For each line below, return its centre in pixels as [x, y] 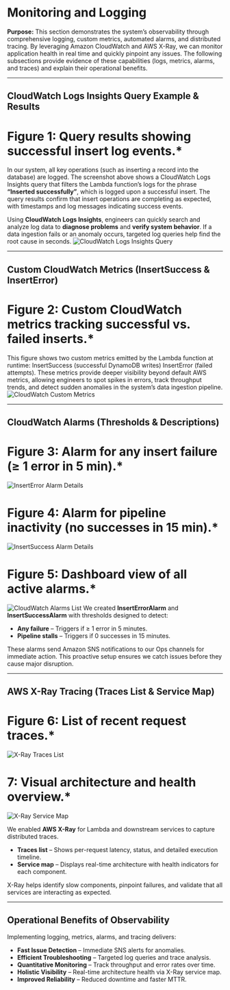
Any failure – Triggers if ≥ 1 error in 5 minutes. [82, 628]
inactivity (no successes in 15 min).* [113, 528]
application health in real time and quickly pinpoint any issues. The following [115, 54]
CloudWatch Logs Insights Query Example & [103, 96]
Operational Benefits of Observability [88, 920]
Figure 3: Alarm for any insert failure [112, 452]
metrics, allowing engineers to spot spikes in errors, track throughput [104, 379]
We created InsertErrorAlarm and [131, 608]
